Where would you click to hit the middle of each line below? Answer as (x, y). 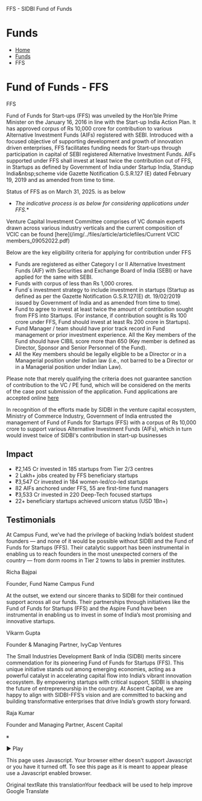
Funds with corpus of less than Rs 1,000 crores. (74, 283)
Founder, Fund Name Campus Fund (50, 583)
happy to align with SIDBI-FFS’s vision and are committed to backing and (96, 695)
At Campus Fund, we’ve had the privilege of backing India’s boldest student (100, 534)
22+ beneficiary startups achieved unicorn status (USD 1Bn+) (91, 501)
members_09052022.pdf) (38, 241)
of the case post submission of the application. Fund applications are (92, 391)
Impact (20, 454)
